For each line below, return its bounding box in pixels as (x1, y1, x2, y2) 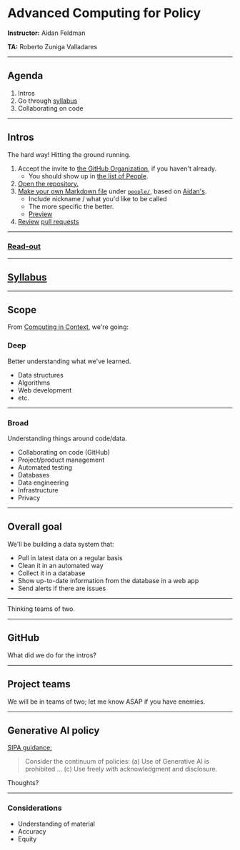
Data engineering (17, 478, 69, 487)
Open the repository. (17, 179, 79, 188)
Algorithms (17, 378, 51, 387)
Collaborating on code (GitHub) (17, 448, 111, 457)
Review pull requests (17, 217, 80, 226)
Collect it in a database (17, 569, 86, 577)
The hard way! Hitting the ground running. (7, 150, 131, 158)
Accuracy (17, 826, 46, 836)
